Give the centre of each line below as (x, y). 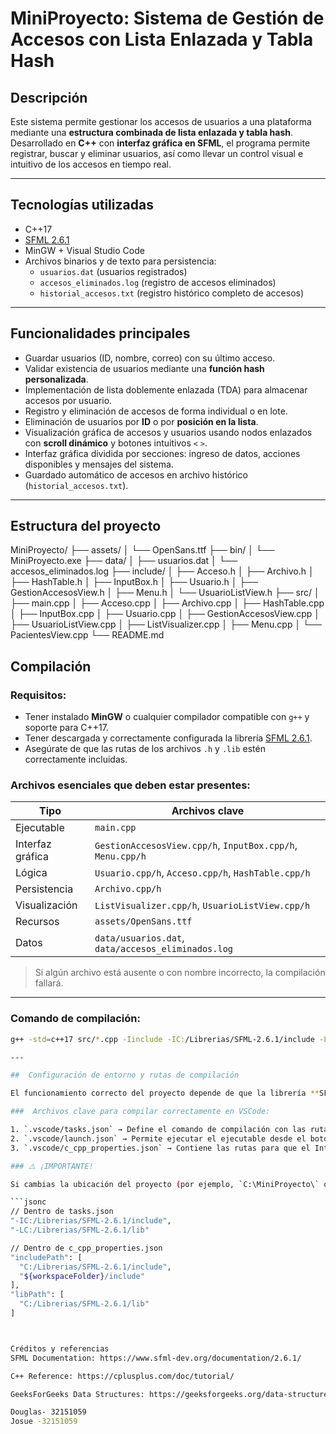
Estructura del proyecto (86, 526)
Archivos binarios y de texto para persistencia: (120, 261)
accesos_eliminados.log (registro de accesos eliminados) (158, 282)
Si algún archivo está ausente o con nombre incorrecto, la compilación (180, 973)
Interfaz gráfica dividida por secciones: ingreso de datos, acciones (162, 453)
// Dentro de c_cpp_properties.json (86, 1248)
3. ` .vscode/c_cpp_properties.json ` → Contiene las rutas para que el (160, 1148)
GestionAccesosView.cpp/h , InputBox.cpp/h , (196, 845)
